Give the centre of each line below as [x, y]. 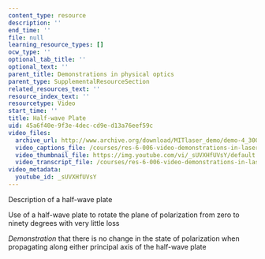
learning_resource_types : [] [56, 45]
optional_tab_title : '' [47, 60]
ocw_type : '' [30, 52]
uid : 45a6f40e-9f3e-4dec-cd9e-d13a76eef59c [81, 126]
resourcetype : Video [42, 103]
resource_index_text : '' [49, 96]
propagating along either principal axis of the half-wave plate [107, 246]
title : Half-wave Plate [47, 118]
